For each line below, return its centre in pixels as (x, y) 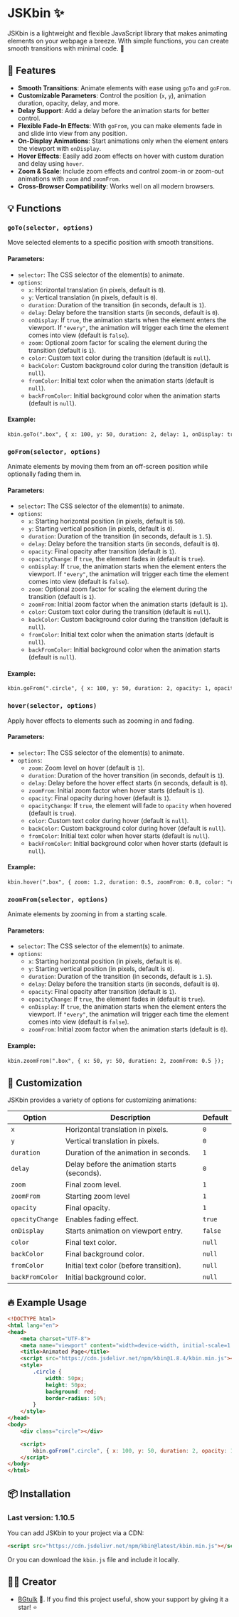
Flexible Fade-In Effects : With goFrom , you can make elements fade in (120, 125)
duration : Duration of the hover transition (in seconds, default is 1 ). (126, 775)
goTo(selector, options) (51, 228)
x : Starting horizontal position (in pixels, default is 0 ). (105, 961)
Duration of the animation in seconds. (128, 1152)
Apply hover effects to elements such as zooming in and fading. (101, 721)
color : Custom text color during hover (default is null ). (108, 820)
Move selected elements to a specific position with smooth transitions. (111, 243)
